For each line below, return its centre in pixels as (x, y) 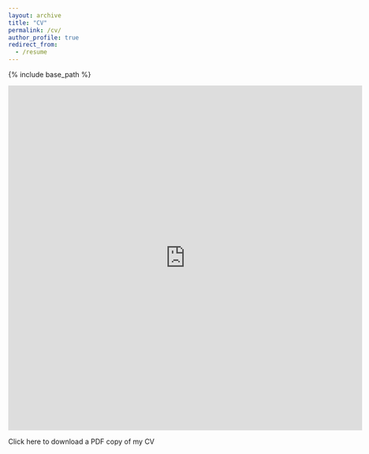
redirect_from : (33, 45)
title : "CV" (28, 23)
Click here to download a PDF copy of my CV (82, 441)
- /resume (31, 52)
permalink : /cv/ (35, 30)
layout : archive (35, 15)
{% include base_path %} (50, 74)
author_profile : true (44, 37)
